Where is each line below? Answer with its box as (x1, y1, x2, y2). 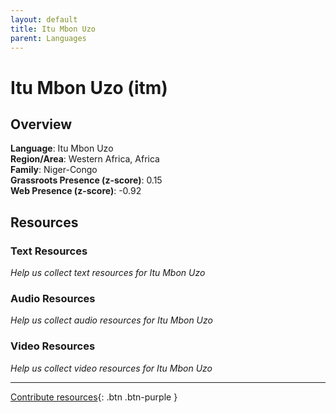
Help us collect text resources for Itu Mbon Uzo (10, 267, 206, 279)
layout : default (10, 14, 78, 25)
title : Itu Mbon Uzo (10, 24, 97, 34)
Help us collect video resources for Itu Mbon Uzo (10, 362, 213, 374)
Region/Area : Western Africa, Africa (10, 153, 160, 165)
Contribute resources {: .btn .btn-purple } (10, 391, 178, 403)
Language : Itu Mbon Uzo (10, 142, 114, 155)
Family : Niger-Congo (10, 164, 98, 176)
